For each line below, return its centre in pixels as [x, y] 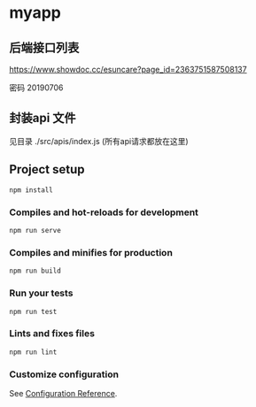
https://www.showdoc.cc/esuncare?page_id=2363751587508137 [128, 69]
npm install [31, 190]
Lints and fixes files [52, 334]
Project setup [47, 169]
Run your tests [41, 293]
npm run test [33, 311]
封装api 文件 [43, 118]
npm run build [35, 271]
